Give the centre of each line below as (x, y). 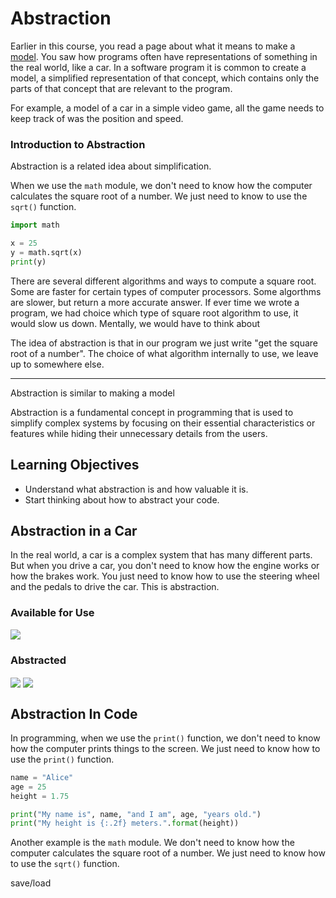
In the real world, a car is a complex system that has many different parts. (161, 555)
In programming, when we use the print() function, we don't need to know (165, 738)
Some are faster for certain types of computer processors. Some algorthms (166, 291)
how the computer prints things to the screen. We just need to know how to (165, 748)
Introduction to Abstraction (78, 144)
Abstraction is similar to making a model (92, 393)
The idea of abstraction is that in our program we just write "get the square (164, 343)
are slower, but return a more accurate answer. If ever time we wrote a (155, 302)
